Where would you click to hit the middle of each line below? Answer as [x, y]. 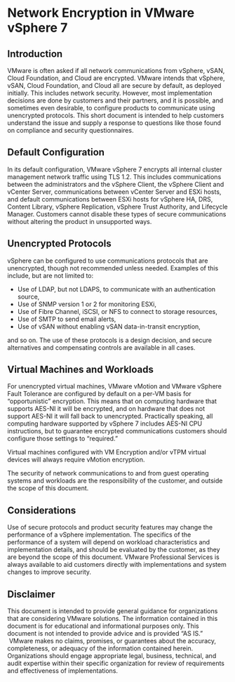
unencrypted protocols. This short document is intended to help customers [116, 115]
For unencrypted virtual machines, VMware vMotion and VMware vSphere [115, 386]
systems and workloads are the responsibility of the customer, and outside [115, 481]
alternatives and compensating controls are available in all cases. [101, 347]
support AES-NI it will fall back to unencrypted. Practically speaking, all [110, 417]
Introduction [35, 54]
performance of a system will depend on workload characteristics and [109, 542]
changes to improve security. [49, 572]
